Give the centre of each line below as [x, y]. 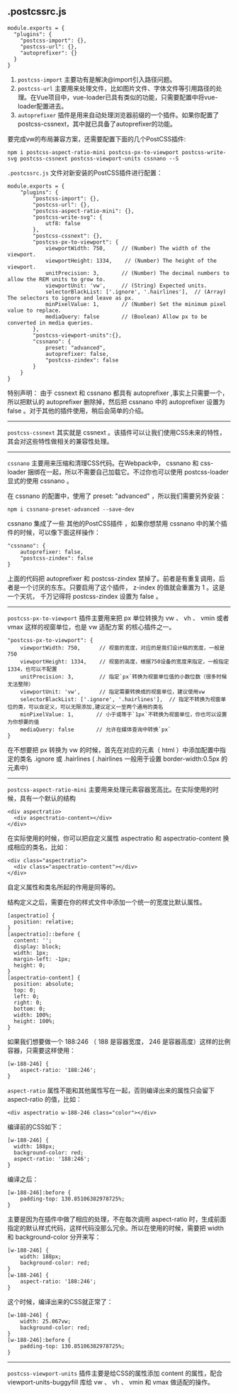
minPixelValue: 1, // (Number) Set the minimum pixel [136, 304]
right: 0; [28, 1002]
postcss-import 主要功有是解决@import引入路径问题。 [97, 79]
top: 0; [25, 990]
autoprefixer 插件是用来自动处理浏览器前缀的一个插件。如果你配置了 [118, 115]
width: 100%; [33, 1015]
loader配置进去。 [42, 106]
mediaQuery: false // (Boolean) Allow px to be [126, 316]
